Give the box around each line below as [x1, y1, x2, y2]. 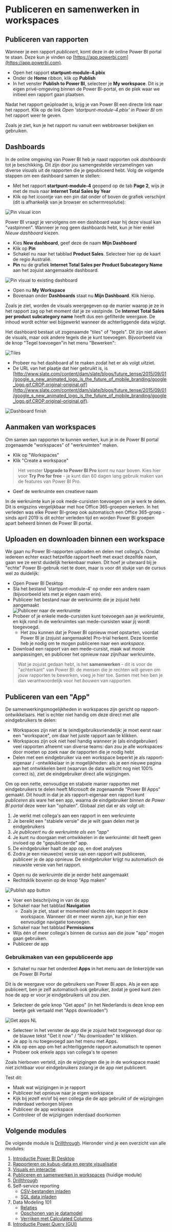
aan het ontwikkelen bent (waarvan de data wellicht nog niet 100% [12, 765, 154, 772]
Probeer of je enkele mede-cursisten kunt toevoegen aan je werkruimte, [12, 613, 165, 619]
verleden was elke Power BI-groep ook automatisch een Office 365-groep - [5, 509, 165, 515]
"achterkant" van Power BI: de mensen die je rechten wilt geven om [17, 667, 161, 673]
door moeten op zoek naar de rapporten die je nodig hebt [12, 749, 134, 755]
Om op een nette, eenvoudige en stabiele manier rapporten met [5, 781, 140, 787]
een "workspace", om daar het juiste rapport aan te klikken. [12, 733, 138, 739]
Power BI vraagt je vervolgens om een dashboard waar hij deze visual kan [5, 219, 161, 225]
